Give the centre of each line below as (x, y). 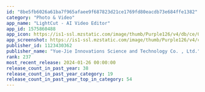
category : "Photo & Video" (41, 18)
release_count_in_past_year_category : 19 (60, 74)
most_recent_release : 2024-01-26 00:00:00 (61, 62)
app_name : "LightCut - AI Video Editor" (59, 23)
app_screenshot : (27, 40)
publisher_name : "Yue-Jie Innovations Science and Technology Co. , (95, 51)
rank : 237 (19, 57)
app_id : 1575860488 (31, 29)
